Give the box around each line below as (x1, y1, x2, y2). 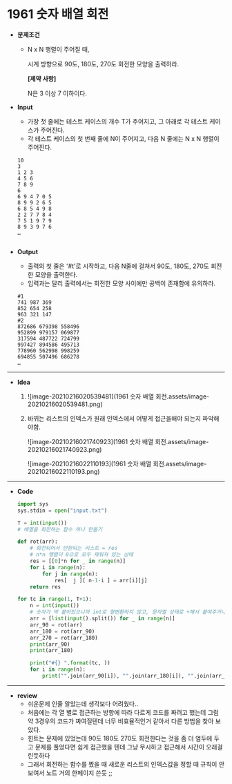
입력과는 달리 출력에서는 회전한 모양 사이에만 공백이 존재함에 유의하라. (27, 279, 216, 287)
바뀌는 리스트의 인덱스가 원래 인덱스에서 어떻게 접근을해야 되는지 (27, 414, 202, 422)
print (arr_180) (30, 647, 74, 654)
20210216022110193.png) (27, 467, 100, 475)
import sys (17, 500, 49, 508)
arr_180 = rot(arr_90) (30, 628, 95, 635)
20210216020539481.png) (27, 400, 103, 408)
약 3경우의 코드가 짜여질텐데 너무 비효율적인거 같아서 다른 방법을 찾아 (27, 716, 214, 725)
